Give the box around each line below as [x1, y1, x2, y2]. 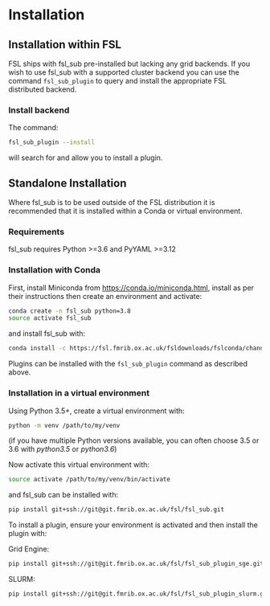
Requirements [8, 226, 65, 237]
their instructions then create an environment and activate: [8, 291, 202, 301]
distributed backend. [8, 84, 77, 94]
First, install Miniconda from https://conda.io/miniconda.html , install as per [8, 283, 255, 293]
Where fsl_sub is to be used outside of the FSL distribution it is [8, 197, 215, 207]
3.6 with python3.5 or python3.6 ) [8, 444, 117, 454]
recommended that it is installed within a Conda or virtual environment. [8, 206, 243, 215]
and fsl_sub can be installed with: [8, 490, 119, 500]
